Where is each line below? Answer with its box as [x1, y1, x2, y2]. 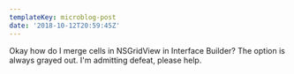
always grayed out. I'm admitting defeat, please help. [9, 55, 202, 65]
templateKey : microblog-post [9, 12, 117, 22]
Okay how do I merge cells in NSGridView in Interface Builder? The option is [9, 45, 285, 55]
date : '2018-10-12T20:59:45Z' [9, 21, 121, 30]
